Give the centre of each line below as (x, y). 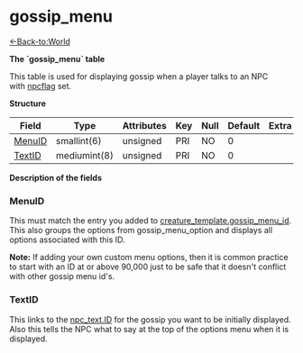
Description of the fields (55, 177)
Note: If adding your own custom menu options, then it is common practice (149, 258)
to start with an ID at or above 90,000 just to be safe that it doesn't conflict (148, 267)
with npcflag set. (41, 86)
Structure (28, 103)
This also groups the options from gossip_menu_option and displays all (141, 231)
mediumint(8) (85, 155)
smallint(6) (78, 140)
